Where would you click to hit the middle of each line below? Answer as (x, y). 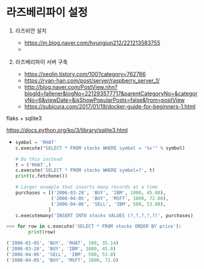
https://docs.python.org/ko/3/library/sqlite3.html (67, 130)
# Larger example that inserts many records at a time (86, 187)
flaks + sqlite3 (24, 118)
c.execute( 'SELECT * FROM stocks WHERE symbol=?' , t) (85, 170)
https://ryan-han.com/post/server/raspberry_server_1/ (92, 81)
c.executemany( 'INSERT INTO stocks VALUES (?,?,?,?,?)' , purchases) (104, 215)
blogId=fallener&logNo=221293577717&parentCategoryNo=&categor (111, 93)
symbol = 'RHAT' (36, 142)
